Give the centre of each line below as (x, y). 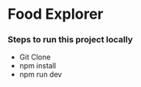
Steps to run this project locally (70, 40)
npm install (38, 66)
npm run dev (41, 75)
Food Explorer (56, 14)
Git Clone (35, 57)
